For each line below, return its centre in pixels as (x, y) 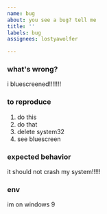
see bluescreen (39, 139)
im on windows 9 (31, 204)
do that (27, 124)
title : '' (21, 26)
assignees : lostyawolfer (43, 39)
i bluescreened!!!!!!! (34, 84)
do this (27, 117)
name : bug (21, 13)
